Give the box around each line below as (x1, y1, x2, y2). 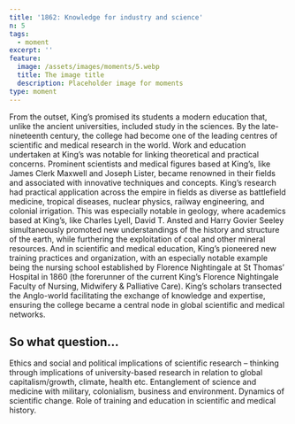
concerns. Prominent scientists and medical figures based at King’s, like (9, 158, 271, 169)
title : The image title (17, 71, 104, 80)
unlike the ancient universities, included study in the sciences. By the (9, 120, 261, 131)
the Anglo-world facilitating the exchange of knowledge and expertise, (9, 289, 266, 301)
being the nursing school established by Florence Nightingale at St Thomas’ (9, 262, 285, 273)
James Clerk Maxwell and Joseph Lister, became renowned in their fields (9, 167, 276, 178)
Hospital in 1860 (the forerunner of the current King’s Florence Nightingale (9, 271, 279, 281)
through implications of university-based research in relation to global (9, 367, 263, 378)
